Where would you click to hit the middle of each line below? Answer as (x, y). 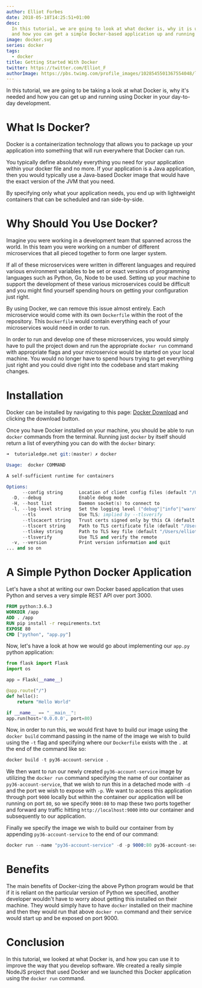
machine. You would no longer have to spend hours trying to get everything (100, 359)
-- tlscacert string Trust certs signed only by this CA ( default (109, 520)
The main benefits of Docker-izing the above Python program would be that (100, 886)
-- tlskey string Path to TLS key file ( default (90, 531)
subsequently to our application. (46, 817)
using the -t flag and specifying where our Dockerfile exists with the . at (97, 743)
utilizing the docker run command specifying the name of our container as (98, 778)
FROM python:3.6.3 (29, 607)
